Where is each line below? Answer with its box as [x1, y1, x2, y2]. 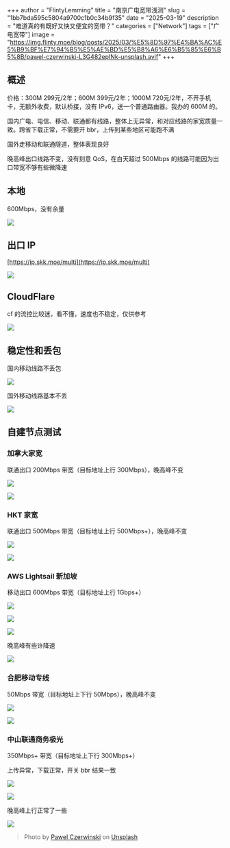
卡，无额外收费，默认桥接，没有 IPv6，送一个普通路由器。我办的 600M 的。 [7, 102, 222, 110]
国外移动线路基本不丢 [7, 391, 67, 400]
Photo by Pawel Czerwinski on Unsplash [23, 832, 138, 841]
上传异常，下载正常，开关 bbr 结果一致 [7, 766, 116, 774]
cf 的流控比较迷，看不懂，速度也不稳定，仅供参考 [7, 310, 147, 318]
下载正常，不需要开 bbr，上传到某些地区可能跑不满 [30, 125, 175, 134]
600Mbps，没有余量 [7, 204, 65, 213]
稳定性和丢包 [7, 345, 62, 356]
